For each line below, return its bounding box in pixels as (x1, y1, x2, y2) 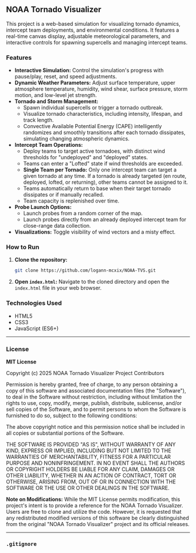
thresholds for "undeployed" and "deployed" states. (23, 154, 148, 161)
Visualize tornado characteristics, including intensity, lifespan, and (23, 111, 183, 118)
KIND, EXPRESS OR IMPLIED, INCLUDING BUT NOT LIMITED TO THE (6, 447, 171, 454)
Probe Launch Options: (14, 204, 72, 211)
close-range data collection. (23, 222, 92, 229)
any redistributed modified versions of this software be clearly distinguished (6, 514, 190, 521)
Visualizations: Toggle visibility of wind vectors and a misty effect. (14, 228, 176, 236)
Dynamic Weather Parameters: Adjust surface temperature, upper (14, 79, 176, 87)
